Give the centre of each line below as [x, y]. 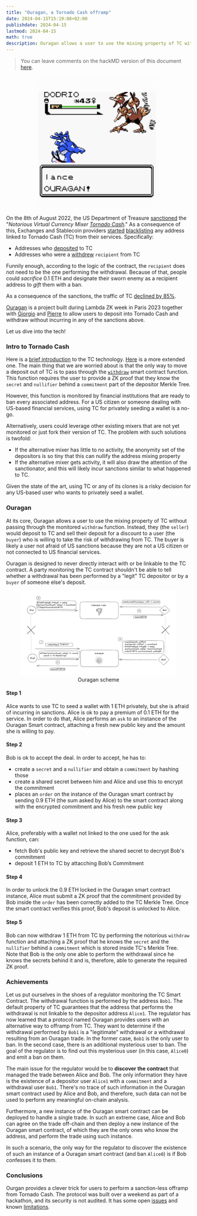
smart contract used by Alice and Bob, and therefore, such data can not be [96, 1093]
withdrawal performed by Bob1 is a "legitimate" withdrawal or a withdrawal [96, 1032]
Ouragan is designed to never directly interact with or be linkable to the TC [96, 563]
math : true [19, 37]
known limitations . [28, 1207]
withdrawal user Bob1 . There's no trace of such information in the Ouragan [96, 1087]
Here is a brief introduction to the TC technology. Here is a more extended [96, 360]
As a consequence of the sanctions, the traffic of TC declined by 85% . [91, 296]
